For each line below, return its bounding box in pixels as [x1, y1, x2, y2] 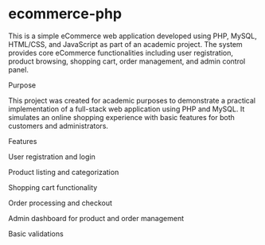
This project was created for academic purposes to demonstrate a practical [8, 95, 256, 105]
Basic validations [8, 228, 64, 239]
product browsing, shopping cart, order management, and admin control [8, 56, 246, 66]
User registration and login [8, 152, 95, 161]
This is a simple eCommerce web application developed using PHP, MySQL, [8, 31, 257, 41]
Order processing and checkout [8, 198, 113, 208]
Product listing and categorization [8, 167, 119, 177]
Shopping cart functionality [8, 182, 98, 192]
